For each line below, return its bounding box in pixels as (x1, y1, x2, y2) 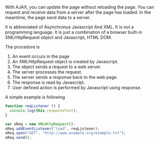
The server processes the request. (12, 69, 82, 75)
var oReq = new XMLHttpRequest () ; (5, 121, 76, 126)
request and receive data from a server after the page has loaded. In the (5, 9, 151, 15)
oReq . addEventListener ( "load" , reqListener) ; (5, 126, 100, 131)
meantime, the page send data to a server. (5, 15, 91, 20)
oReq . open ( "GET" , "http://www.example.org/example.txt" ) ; (5, 131, 126, 136)
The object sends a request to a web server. (12, 64, 102, 70)
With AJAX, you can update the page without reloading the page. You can (5, 4, 155, 10)
